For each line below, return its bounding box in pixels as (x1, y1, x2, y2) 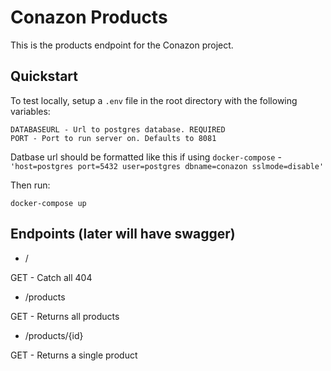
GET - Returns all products (10, 310, 120, 322)
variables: (10, 105, 51, 117)
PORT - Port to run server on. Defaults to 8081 (10, 133, 217, 143)
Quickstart (10, 68, 79, 85)
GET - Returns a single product (10, 349, 138, 361)
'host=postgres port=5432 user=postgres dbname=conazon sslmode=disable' (10, 161, 325, 171)
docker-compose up (10, 198, 87, 208)
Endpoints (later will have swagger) (10, 226, 236, 243)
